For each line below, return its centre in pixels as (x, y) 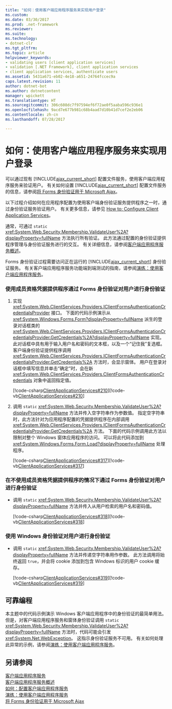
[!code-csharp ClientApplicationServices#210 (60, 390)
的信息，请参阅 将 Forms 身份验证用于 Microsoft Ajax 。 (63, 191)
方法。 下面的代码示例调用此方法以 (130, 431)
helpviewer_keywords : (28, 58)
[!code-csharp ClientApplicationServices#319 (60, 578)
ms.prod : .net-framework (32, 24)
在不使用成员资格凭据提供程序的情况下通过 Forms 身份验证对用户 (85, 480)
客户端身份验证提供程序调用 (42, 350)
